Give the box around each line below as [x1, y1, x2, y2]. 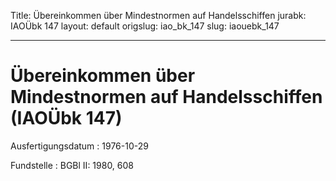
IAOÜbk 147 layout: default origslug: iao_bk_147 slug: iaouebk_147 [10, 20, 280, 32]
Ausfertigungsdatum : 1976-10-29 [10, 140, 149, 152]
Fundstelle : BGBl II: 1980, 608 [10, 159, 135, 171]
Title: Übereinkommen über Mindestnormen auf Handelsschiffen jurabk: [10, 10, 307, 21]
